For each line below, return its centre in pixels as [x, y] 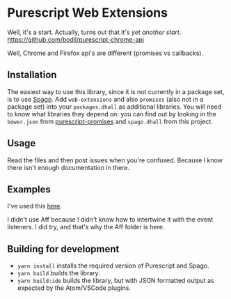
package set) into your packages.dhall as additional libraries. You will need [114, 107]
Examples [29, 189]
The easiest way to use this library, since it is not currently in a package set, [116, 91]
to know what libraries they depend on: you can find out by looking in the [112, 114]
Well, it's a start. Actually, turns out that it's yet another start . [94, 32]
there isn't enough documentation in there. [69, 167]
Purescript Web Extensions [88, 13]
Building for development [63, 249]
